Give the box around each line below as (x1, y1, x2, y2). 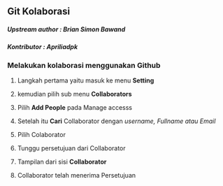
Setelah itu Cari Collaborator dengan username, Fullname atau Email (17, 117, 216, 125)
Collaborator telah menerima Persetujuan (17, 171, 136, 180)
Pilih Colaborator (17, 131, 66, 139)
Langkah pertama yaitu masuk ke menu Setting (17, 76, 154, 85)
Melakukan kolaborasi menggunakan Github (7, 60, 161, 70)
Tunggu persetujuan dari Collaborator (17, 144, 126, 152)
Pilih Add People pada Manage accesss (17, 103, 133, 112)
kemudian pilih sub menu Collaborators (17, 90, 132, 99)
